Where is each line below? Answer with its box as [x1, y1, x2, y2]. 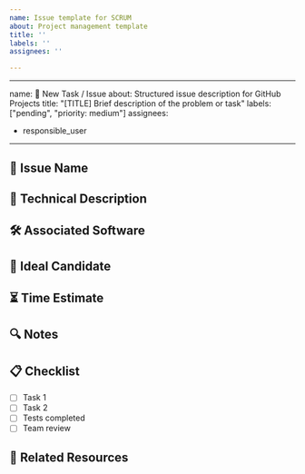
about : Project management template [9, 22, 148, 31]
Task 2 [22, 402, 48, 413]
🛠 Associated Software [9, 223, 145, 239]
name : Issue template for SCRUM [9, 13, 132, 23]
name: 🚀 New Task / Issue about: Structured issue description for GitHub [9, 88, 281, 100]
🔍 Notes [9, 327, 59, 342]
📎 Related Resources [9, 449, 129, 465]
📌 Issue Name [9, 160, 89, 175]
